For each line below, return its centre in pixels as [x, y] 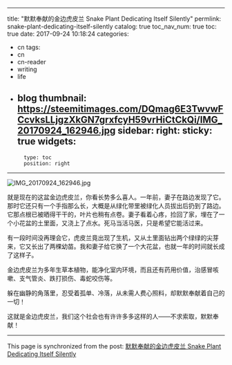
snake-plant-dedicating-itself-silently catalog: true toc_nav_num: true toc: [112, 26]
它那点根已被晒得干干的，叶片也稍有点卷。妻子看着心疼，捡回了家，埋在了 [113, 214]
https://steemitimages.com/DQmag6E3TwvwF [120, 109]
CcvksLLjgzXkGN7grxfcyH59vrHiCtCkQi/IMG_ [119, 120]
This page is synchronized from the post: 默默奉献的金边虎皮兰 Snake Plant [114, 346]
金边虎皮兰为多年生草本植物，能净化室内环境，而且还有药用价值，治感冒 [110, 270]
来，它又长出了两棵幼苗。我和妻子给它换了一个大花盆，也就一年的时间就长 [113, 246]
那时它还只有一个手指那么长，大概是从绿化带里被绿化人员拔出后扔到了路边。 [116, 205]
